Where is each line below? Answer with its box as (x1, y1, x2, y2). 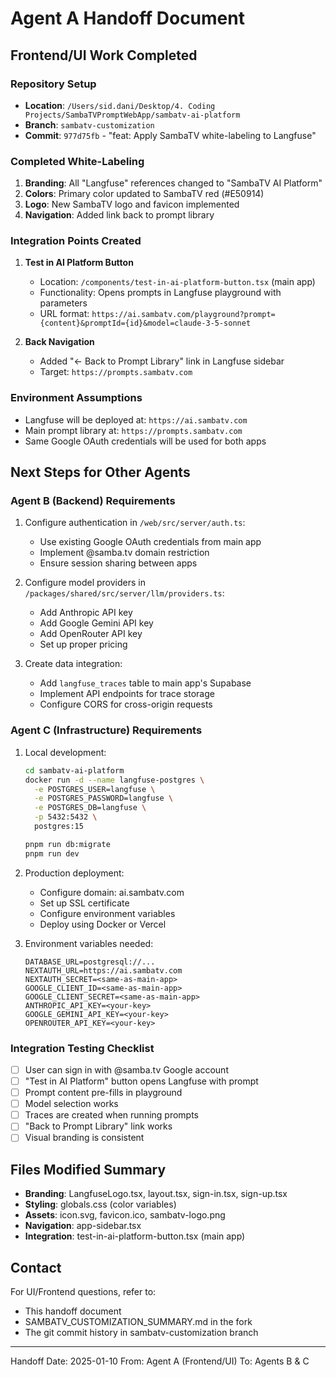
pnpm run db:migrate (24, 839, 111, 849)
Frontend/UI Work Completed (10, 47, 198, 64)
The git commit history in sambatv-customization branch (24, 1326, 259, 1338)
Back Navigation (24, 336, 95, 348)
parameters (39, 297, 88, 309)
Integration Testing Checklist (10, 1041, 155, 1055)
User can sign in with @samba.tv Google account (24, 1063, 229, 1076)
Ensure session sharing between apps (39, 557, 198, 569)
